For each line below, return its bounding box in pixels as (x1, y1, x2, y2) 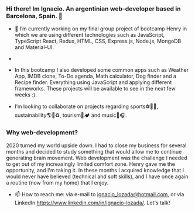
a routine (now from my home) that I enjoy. (6, 179, 109, 186)
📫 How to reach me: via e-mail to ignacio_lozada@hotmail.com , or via (14, 190, 184, 197)
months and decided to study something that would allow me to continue (6, 148, 182, 155)
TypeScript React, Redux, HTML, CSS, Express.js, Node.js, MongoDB (14, 37, 182, 45)
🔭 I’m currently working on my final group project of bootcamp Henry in (14, 25, 187, 32)
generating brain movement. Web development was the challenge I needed (6, 154, 187, 161)
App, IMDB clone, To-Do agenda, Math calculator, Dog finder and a (14, 72, 177, 80)
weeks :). (14, 91, 37, 98)
